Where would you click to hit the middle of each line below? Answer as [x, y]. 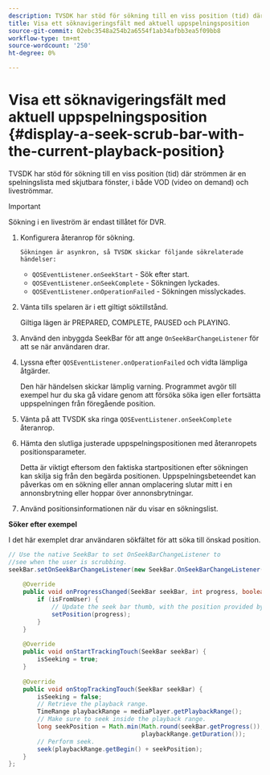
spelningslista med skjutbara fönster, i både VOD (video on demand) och [129, 182]
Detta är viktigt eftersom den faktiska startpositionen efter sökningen [134, 467]
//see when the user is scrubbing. [68, 562]
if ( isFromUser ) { [68, 600]
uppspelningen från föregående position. [88, 403]
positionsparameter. [53, 451]
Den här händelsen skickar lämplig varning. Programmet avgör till [128, 386]
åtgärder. [35, 370]
